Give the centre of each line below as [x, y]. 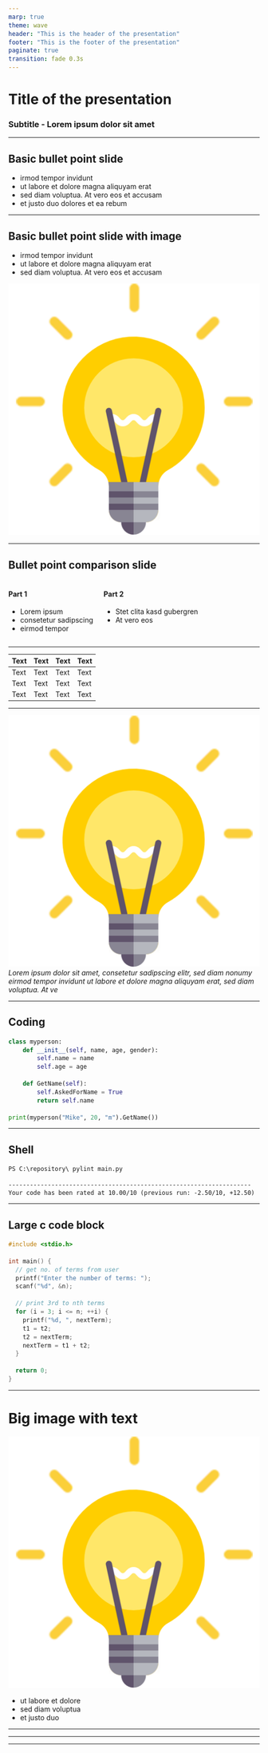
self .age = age [62, 1067]
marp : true [26, 17]
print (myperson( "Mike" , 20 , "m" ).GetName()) [83, 1118]
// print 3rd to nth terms [60, 1304]
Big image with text [73, 1419]
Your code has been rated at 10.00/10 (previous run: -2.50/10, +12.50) [132, 1193]
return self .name [65, 1100]
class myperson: [35, 1042]
